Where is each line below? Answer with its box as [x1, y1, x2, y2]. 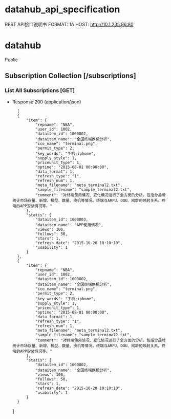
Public [5, 57, 18, 63]
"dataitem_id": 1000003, [35, 217, 89, 222]
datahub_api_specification [5, 4, 120, 15]
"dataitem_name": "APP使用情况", [35, 222, 103, 227]
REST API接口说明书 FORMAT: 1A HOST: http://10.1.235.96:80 [5, 21, 134, 27]
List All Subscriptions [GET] [5, 87, 75, 94]
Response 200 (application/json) [12, 99, 81, 105]
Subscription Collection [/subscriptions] [5, 71, 136, 80]
